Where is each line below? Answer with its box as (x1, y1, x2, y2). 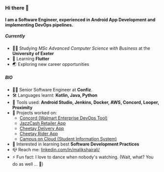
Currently (5, 33, 26, 39)
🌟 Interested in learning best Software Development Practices (12, 141, 139, 147)
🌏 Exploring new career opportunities (12, 61, 89, 67)
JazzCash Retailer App (19, 120, 66, 126)
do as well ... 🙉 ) (12, 161, 44, 167)
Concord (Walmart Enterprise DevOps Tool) (19, 115, 108, 121)
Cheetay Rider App (19, 131, 58, 137)
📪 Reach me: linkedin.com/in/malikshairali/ (12, 147, 100, 153)
